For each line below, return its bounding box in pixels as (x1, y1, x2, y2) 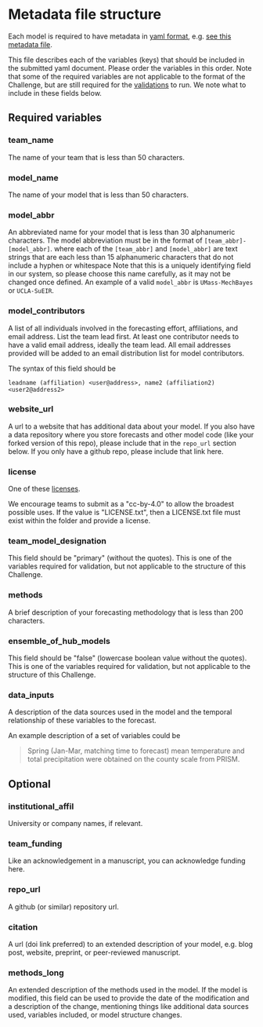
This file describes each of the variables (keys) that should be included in (8, 55, 245, 64)
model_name (8, 172, 59, 183)
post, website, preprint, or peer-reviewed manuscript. (8, 948, 181, 957)
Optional (8, 777, 51, 791)
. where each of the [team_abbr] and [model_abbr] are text (49, 244, 238, 254)
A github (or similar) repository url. (8, 901, 120, 912)
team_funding (8, 838, 63, 849)
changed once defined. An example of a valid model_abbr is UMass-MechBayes (8, 277, 254, 287)
